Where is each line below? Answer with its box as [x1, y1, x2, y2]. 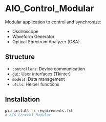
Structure [5, 53, 35, 61]
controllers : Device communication [12, 66, 85, 71]
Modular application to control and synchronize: [5, 19, 102, 25]
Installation [5, 95, 40, 104]
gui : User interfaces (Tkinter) [12, 71, 71, 77]
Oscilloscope [12, 28, 39, 34]
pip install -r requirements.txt [5, 108, 73, 113]
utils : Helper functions [12, 81, 60, 87]
